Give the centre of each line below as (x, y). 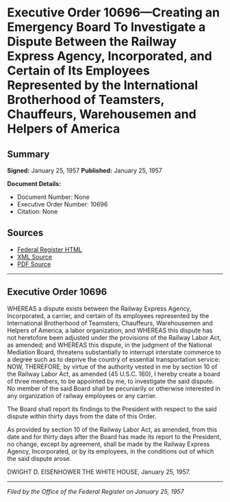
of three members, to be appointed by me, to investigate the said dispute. (111, 381)
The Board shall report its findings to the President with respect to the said (112, 409)
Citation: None (37, 211)
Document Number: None (53, 197)
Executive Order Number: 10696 (62, 204)
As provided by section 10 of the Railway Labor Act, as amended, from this (112, 430)
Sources (25, 233)
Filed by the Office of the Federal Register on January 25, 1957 (96, 491)
